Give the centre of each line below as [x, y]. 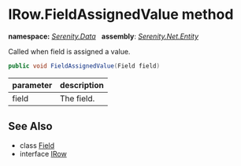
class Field [37, 145]
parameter [32, 85]
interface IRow [43, 153]
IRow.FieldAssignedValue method [121, 15]
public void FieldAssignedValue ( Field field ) [84, 66]
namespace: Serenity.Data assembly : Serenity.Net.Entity [104, 36]
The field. [78, 98]
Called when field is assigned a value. [69, 51]
